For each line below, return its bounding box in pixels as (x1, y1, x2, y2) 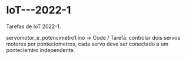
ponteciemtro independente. (6, 46, 75, 53)
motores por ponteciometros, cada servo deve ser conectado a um (6, 40, 169, 47)
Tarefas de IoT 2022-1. (6, 23, 61, 30)
